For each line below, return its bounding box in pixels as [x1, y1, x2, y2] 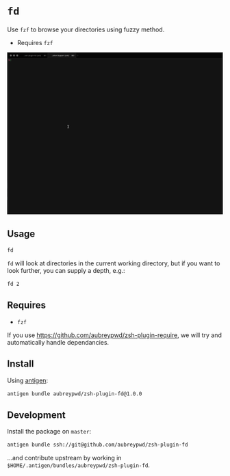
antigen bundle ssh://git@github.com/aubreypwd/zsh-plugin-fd [7, 441, 188, 449]
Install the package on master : [7, 427, 92, 436]
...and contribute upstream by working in [7, 454, 122, 462]
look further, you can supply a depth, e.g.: [7, 267, 125, 275]
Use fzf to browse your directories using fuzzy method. [7, 25, 165, 34]
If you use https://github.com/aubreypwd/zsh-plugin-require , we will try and [7, 331, 222, 339]
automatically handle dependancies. [7, 338, 110, 346]
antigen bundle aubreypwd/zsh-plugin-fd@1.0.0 [7, 390, 142, 397]
